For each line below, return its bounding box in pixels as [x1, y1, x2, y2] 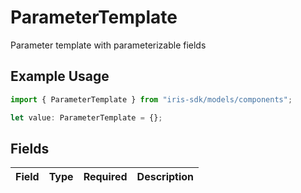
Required [83, 170, 128, 184]
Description [136, 170, 195, 184]
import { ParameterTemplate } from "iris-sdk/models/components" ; [10, 94, 293, 105]
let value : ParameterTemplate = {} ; [10, 112, 163, 123]
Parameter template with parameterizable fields [10, 39, 207, 51]
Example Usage [10, 68, 110, 85]
